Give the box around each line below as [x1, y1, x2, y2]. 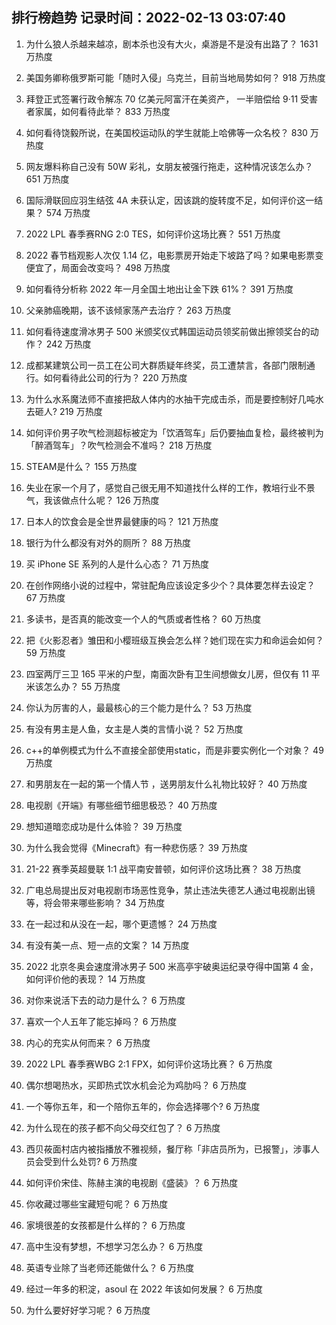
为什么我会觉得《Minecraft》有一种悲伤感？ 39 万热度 [25, 841, 248, 853]
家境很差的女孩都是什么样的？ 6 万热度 [25, 1219, 186, 1231]
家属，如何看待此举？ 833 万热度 [34, 105, 171, 117]
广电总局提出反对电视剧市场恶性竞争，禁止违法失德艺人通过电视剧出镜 [25, 884, 316, 896]
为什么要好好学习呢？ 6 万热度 [25, 1304, 151, 1316]
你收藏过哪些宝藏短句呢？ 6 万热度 [25, 1198, 169, 1210]
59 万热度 [25, 646, 66, 658]
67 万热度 [25, 591, 66, 603]
